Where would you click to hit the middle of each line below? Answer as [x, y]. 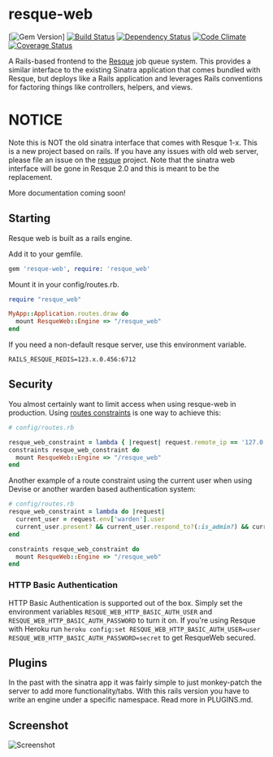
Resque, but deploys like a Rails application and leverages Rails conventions [136, 78]
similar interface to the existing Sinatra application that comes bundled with [134, 69]
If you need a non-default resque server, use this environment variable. [128, 345]
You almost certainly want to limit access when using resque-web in [123, 404]
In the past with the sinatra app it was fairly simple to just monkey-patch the [135, 683]
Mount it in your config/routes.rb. [64, 284]
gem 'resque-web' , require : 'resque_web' [80, 269]
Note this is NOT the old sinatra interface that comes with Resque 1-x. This [133, 142]
